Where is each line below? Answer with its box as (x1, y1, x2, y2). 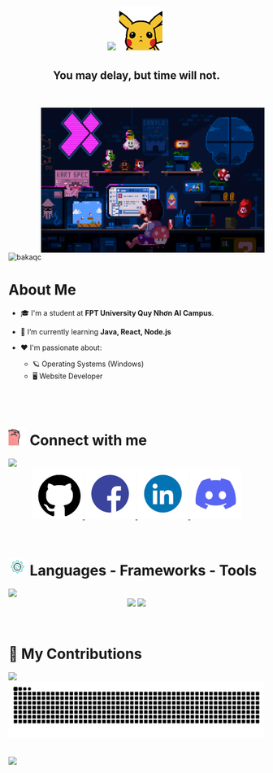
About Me (8, 281, 76, 299)
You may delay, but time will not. (52, 68, 221, 82)
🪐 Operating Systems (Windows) (32, 359, 145, 369)
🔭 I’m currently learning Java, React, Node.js (19, 326, 172, 336)
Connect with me (29, 431, 148, 450)
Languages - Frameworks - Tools (29, 561, 258, 580)
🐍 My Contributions (8, 645, 142, 663)
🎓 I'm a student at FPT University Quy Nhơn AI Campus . (19, 308, 214, 317)
